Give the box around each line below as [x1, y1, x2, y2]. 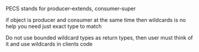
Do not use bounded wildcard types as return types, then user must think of [5, 34, 193, 41]
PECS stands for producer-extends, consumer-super [5, 5, 136, 12]
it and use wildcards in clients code [5, 41, 93, 47]
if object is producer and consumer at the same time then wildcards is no [5, 17, 186, 23]
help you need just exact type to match [5, 23, 102, 30]
